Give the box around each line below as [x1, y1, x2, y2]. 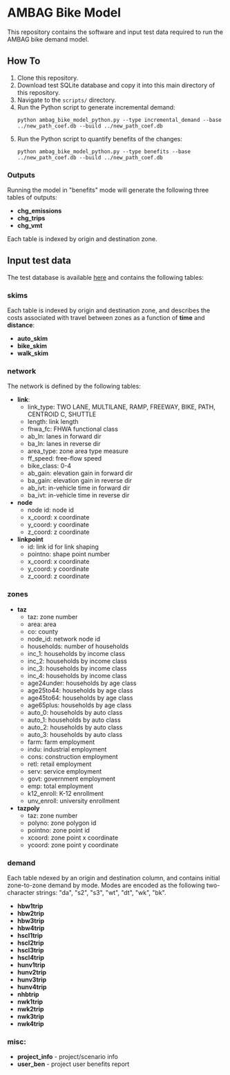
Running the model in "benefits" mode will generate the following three [7, 186, 209, 195]
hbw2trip [17, 909, 45, 918]
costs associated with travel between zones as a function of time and [7, 314, 205, 322]
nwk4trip [17, 1020, 44, 1028]
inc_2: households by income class [27, 657, 128, 665]
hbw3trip [17, 916, 45, 925]
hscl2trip [17, 939, 44, 947]
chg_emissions [17, 206, 62, 215]
